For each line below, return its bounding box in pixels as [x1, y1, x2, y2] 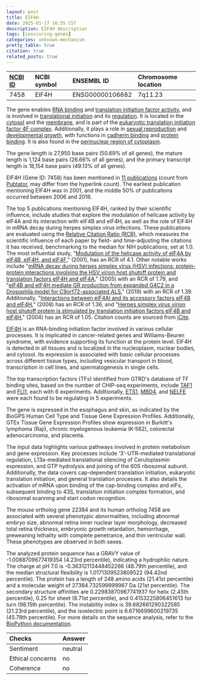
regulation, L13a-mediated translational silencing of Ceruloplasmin [6, 456, 170, 463]
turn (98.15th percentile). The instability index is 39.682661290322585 [6, 601, 180, 608]
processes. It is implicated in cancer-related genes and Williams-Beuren [6, 332, 185, 339]
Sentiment [9, 644, 38, 653]
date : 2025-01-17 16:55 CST [6, 20, 77, 26]
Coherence [9, 664, 41, 672]
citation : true [6, 48, 44, 54]
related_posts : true [6, 54, 58, 60]
